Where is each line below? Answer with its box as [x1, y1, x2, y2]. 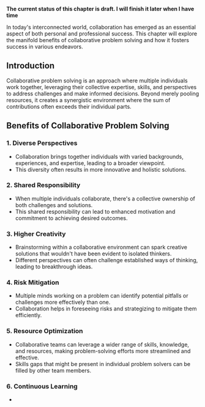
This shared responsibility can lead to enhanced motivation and [15, 208, 176, 215]
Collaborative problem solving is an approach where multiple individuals [6, 76, 188, 84]
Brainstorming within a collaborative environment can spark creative [15, 244, 188, 251]
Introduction [6, 61, 55, 71]
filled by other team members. [15, 367, 92, 374]
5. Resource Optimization [6, 327, 84, 335]
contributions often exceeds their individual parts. [6, 103, 132, 110]
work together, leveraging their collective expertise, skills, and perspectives [6, 83, 197, 90]
